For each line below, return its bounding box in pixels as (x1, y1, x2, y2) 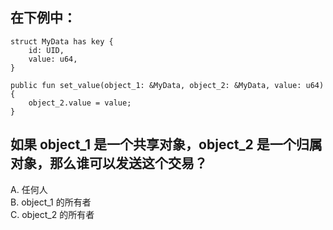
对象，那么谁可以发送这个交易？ (10, 155, 208, 172)
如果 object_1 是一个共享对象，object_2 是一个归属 (10, 136, 323, 153)
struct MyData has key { (10, 36, 114, 47)
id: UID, (28, 45, 65, 55)
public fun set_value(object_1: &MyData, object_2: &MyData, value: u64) (10, 80, 325, 90)
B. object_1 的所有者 (10, 196, 92, 208)
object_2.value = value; (28, 98, 132, 108)
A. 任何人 (10, 183, 48, 195)
